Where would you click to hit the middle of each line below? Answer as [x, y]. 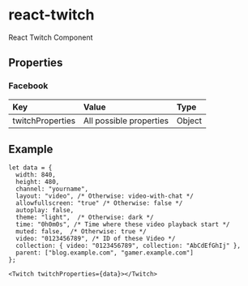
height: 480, [38, 182]
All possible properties [126, 121]
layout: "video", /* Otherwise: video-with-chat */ [105, 196]
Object [189, 121]
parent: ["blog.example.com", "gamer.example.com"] [105, 253]
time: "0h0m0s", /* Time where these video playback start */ [123, 224]
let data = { [30, 168]
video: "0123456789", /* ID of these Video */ [96, 239]
